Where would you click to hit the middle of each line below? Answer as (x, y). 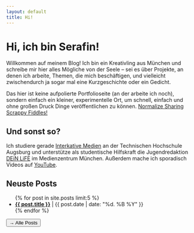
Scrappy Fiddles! (27, 113)
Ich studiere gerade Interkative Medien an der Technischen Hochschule (94, 146)
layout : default (26, 12)
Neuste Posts (32, 183)
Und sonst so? (33, 131)
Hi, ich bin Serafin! (53, 47)
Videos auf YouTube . (32, 165)
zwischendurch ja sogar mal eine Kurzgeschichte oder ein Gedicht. (89, 82)
